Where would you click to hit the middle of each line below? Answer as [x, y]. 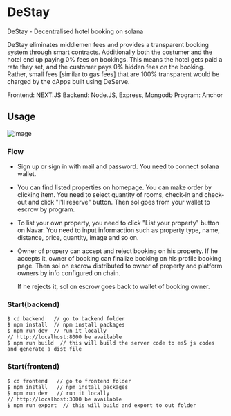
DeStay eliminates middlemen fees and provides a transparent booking [108, 44]
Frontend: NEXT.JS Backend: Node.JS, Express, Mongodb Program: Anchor [115, 95]
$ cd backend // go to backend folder [66, 319]
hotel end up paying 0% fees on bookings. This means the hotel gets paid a [115, 59]
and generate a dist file [44, 349]
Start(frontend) [34, 367]
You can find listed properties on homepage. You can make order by [114, 187]
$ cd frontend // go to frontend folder [69, 381]
